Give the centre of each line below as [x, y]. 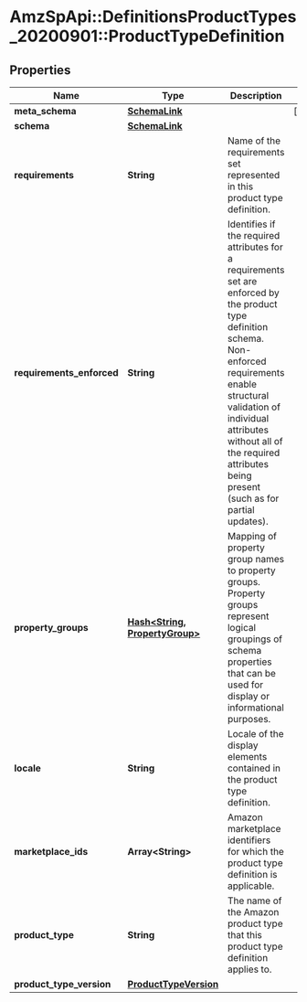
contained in [254, 768]
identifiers [249, 840]
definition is [252, 874]
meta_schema [45, 111]
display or [249, 696]
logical [242, 628]
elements [247, 757]
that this [244, 935]
